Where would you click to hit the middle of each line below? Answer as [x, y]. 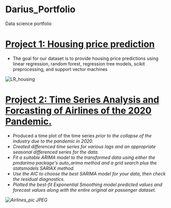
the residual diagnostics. [39, 179]
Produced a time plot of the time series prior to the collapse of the [82, 135]
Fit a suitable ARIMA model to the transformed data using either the [84, 157]
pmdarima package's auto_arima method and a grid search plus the [85, 163]
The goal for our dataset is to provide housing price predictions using [86, 58]
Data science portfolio [29, 24]
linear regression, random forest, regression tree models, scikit [79, 64]
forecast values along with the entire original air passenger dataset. [84, 190]
